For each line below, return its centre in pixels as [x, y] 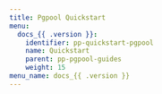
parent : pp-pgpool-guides [74, 59]
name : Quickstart [58, 51]
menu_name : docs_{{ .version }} [69, 76]
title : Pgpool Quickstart [57, 17]
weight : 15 [46, 68]
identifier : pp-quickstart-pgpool [90, 43]
